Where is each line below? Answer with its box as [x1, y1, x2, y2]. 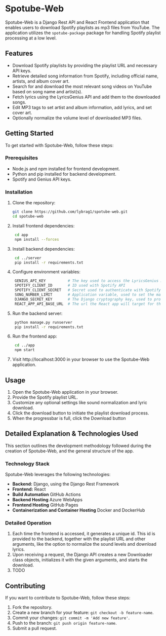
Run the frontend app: [12, 334, 57, 339]
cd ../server [14, 255, 41, 261]
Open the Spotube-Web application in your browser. [12, 389, 119, 395]
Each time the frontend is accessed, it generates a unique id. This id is [12, 531, 156, 537]
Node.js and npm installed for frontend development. [12, 166, 120, 172]
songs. [12, 99, 26, 105]
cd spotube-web [12, 214, 44, 219]
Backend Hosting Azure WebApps [12, 497, 83, 503]
